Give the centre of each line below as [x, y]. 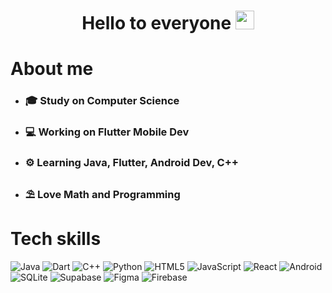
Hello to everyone [156, 23]
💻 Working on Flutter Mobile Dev [107, 132]
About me [52, 69]
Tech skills [56, 239]
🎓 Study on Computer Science [102, 101]
